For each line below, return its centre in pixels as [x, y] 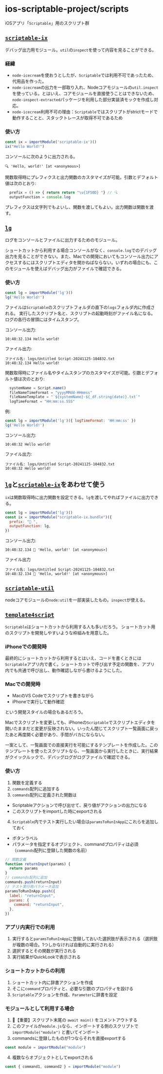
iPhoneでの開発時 [26, 647]
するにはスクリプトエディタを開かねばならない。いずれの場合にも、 [86, 262]
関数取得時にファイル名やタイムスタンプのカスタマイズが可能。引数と [75, 373]
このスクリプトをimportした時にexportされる [57, 811]
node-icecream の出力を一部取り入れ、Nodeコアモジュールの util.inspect [85, 87]
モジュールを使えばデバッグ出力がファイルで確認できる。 [66, 268]
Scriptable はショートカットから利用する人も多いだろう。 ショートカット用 [80, 627]
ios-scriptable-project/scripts [67, 9]
